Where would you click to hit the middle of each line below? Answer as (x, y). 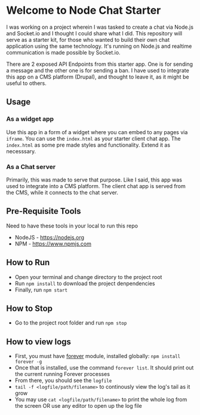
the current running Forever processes (62, 374)
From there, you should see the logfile (63, 380)
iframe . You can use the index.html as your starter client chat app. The (93, 138)
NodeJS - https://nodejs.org (50, 237)
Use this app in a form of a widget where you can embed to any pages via (97, 132)
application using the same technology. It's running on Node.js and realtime (99, 46)
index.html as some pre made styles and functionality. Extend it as (88, 145)
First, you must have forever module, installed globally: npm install (98, 356)
